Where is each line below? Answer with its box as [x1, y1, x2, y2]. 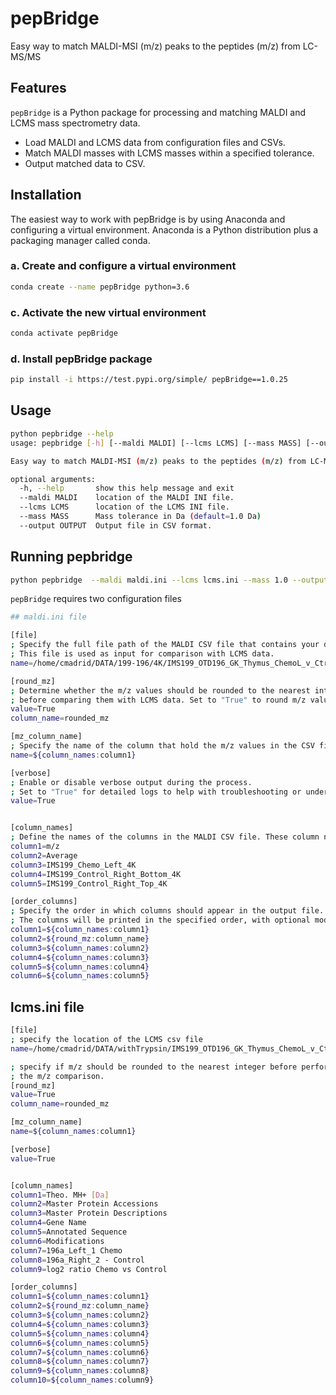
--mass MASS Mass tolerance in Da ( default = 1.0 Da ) [19, 512, 262, 522]
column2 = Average [10, 850, 78, 861]
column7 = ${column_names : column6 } [10, 1347, 150, 1357]
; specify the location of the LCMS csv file [10, 1035, 203, 1045]
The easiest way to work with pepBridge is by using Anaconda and [10, 213, 286, 225]
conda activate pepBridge [10, 328, 118, 339]
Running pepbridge [10, 548, 133, 566]
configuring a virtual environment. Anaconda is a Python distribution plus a [10, 223, 319, 236]
